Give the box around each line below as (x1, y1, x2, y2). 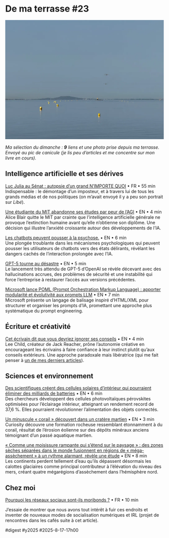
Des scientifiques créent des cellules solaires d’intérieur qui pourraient (5, 385, 152, 391)
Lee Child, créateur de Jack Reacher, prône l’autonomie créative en (5, 341, 145, 347)
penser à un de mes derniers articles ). (5, 357, 84, 363)
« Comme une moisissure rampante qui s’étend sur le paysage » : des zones (5, 442, 163, 448)
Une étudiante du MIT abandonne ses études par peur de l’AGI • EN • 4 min (5, 209, 162, 215)
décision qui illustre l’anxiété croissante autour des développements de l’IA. (5, 225, 161, 231)
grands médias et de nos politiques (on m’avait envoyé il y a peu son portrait (5, 194, 163, 200)
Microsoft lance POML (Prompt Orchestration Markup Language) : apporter (5, 286, 161, 292)
